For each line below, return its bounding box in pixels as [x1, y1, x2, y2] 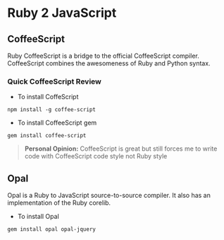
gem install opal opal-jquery [7, 226, 97, 233]
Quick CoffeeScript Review [7, 76, 102, 86]
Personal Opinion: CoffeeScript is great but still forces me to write [24, 144, 218, 153]
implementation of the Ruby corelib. [7, 198, 111, 207]
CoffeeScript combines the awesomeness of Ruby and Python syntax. [7, 59, 211, 68]
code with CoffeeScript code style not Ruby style [24, 152, 168, 160]
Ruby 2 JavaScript [7, 5, 117, 21]
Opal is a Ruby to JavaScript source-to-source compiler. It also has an [7, 191, 211, 200]
